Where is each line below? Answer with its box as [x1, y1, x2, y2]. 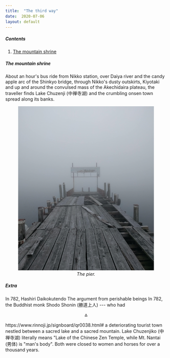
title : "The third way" [5, 8, 58, 13]
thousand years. [5, 347, 40, 353]
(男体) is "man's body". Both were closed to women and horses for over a [5, 341, 160, 347]
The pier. [76, 271, 96, 277]
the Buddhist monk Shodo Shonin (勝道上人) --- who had [5, 302, 125, 308]
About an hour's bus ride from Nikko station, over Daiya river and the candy [5, 73, 165, 80]
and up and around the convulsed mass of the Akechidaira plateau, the [5, 84, 155, 90]
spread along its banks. [5, 96, 55, 102]
